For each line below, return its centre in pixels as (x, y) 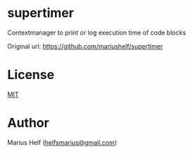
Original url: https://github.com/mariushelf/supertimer (85, 46)
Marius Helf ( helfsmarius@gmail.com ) (62, 142)
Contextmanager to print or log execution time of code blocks (97, 32)
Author (28, 123)
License (31, 75)
